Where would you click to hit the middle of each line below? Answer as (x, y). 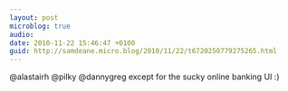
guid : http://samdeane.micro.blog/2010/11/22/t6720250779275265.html (144, 51)
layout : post (34, 18)
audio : (22, 34)
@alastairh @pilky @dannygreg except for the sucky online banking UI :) (144, 77)
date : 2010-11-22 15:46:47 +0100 (72, 43)
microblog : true (40, 26)
